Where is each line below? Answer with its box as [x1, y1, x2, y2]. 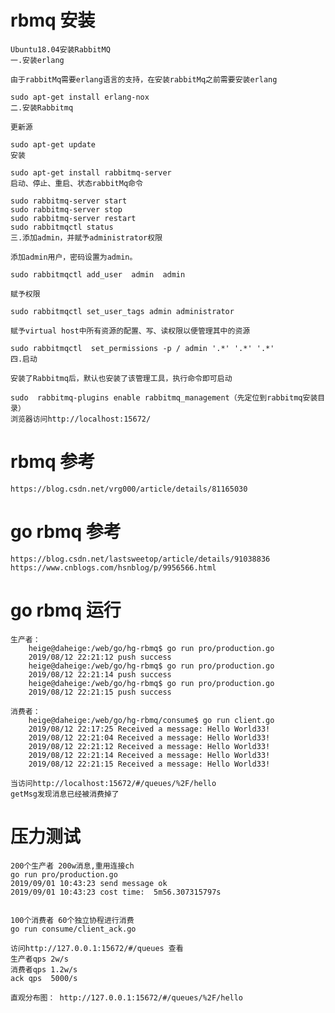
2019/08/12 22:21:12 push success [28, 652, 172, 662]
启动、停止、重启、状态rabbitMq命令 [10, 178, 143, 188]
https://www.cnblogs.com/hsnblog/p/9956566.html [10, 562, 217, 573]
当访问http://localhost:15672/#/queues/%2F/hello [10, 778, 217, 788]
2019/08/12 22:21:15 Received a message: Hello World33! [28, 759, 271, 769]
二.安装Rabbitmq [10, 102, 74, 113]
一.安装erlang [10, 55, 65, 65]
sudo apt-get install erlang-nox [10, 92, 150, 102]
